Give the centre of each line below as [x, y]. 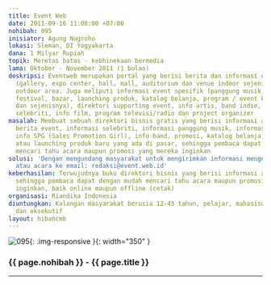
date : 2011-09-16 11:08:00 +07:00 [67, 23]
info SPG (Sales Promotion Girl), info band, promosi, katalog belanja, [140, 136]
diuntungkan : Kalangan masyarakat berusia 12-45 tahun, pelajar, [120, 203]
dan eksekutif [39, 211]
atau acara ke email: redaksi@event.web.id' [92, 166]
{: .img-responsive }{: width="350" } [90, 241]
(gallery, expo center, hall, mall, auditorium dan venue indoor [128, 83]
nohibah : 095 [30, 31]
